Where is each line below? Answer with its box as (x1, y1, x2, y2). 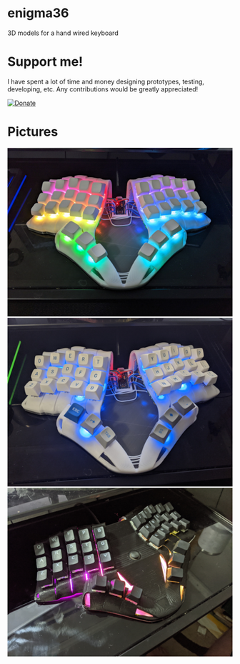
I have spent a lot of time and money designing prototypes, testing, (7, 77, 205, 86)
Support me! (7, 54, 84, 70)
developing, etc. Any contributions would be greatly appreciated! (7, 84, 199, 94)
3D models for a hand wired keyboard (7, 29, 119, 37)
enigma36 (7, 5, 69, 21)
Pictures (7, 124, 59, 140)
